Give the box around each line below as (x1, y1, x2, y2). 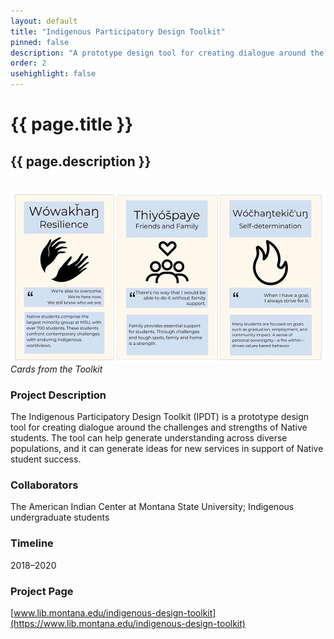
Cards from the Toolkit (10, 363, 103, 375)
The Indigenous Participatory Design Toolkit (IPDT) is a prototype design (10, 410, 310, 422)
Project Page (10, 584, 74, 598)
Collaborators (10, 478, 79, 492)
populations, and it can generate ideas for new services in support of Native (10, 442, 324, 454)
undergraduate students (10, 511, 110, 524)
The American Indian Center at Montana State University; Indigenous (10, 501, 295, 513)
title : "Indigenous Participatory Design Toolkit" (10, 26, 226, 37)
